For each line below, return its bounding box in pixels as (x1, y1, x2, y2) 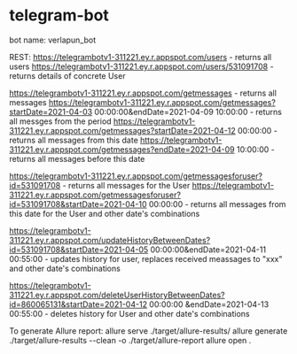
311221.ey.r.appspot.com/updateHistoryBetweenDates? (9, 235, 211, 245)
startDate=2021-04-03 (9, 106, 93, 117)
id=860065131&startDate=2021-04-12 (9, 298, 148, 310)
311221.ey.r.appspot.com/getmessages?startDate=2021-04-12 (9, 125, 237, 135)
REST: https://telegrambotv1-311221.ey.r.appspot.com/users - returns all (9, 51, 272, 62)
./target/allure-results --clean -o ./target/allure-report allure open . (9, 335, 252, 345)
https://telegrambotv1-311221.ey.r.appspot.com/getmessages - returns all (9, 88, 277, 98)
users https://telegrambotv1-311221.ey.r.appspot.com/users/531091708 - (9, 61, 274, 72)
